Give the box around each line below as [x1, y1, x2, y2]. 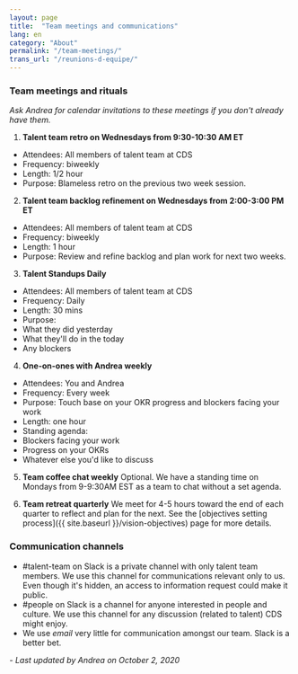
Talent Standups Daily [22, 269, 107, 279]
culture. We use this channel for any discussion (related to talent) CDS [22, 608, 283, 619]
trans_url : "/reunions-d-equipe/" [9, 55, 139, 64]
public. [22, 590, 48, 600]
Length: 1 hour [22, 242, 76, 253]
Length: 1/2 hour [22, 168, 83, 180]
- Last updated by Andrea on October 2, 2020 [9, 654, 180, 665]
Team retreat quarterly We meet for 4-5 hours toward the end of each [22, 499, 285, 510]
